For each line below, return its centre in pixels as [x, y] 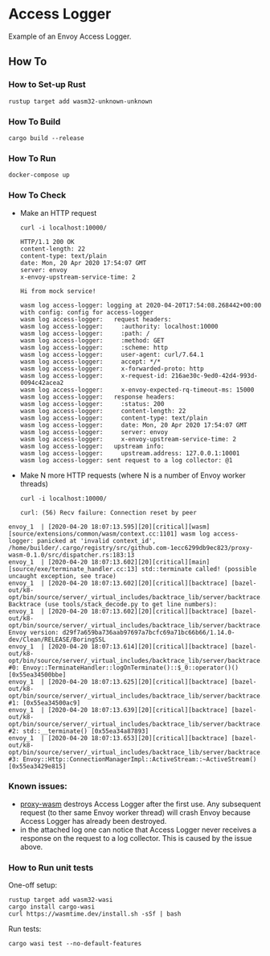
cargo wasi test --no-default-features [75, 944]
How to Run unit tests [51, 867]
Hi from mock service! [58, 291]
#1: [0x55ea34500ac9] [45, 703]
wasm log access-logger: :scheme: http [94, 347]
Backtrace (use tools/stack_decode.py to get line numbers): [113, 604]
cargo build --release [46, 138]
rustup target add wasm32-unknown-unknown [80, 101]
